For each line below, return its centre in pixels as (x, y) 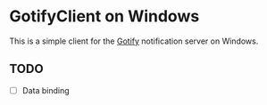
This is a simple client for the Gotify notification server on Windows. (134, 41)
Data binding (46, 90)
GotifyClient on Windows (104, 16)
